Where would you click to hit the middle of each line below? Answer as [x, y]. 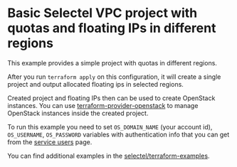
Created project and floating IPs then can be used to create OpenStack [111, 98]
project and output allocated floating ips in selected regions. [95, 84]
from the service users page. [50, 142]
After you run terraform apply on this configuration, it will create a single [114, 77]
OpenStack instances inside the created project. [78, 113]
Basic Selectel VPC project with [102, 13]
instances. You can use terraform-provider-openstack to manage [103, 105]
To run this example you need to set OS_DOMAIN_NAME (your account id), [110, 126]
